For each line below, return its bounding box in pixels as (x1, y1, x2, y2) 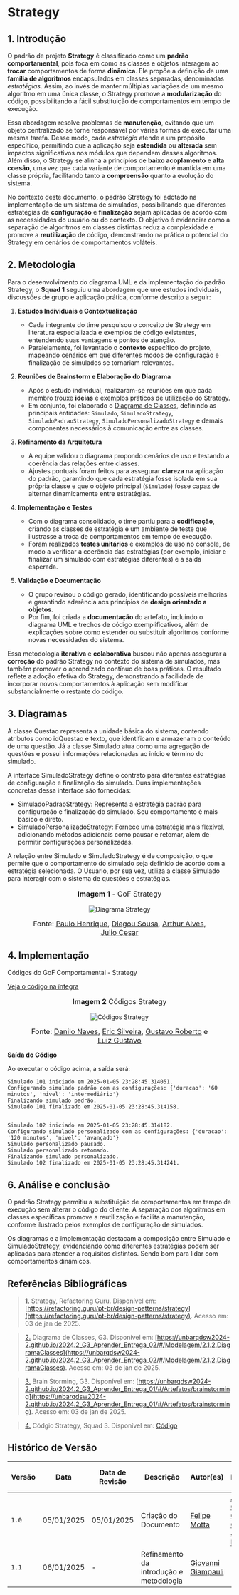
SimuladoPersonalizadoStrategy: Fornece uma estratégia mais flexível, (17, 822, 225, 831)
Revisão (99, 1476, 127, 1486)
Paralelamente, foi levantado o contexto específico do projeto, (28, 343, 212, 351)
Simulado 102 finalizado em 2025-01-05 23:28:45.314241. (7, 1160, 180, 1167)
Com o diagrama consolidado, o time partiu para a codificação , (28, 517, 215, 525)
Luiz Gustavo (97, 1036, 142, 1046)
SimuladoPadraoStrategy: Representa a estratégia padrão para (17, 800, 202, 808)
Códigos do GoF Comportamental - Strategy (7, 969, 137, 977)
